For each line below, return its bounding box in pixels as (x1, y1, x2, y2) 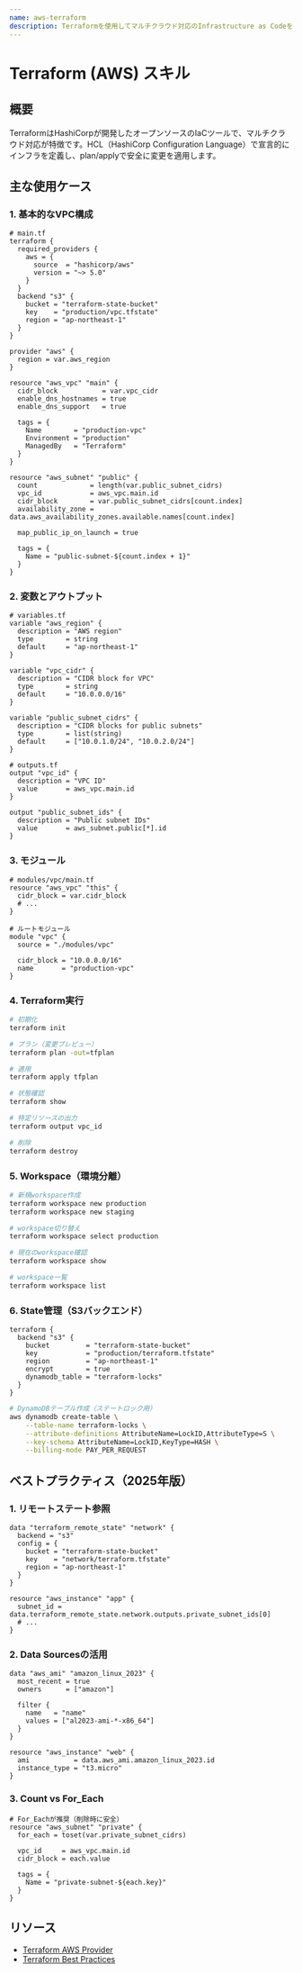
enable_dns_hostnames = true (17, 394, 127, 403)
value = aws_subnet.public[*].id (17, 824, 167, 833)
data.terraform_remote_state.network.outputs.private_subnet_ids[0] (9, 1609, 271, 1619)
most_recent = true (17, 1677, 91, 1687)
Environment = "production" (25, 434, 130, 443)
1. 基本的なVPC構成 (9, 208, 93, 221)
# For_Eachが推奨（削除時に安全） (9, 1815, 124, 1824)
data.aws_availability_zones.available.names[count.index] (9, 512, 235, 522)
